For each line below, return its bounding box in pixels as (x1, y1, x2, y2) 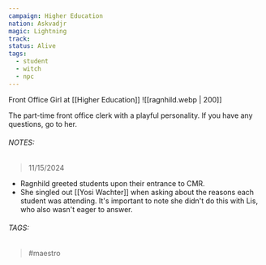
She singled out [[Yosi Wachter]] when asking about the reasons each (19, 187, 254, 197)
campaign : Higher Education (8, 11, 104, 20)
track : (8, 34, 31, 43)
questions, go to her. (8, 119, 77, 128)
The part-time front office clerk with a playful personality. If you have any (8, 111, 253, 120)
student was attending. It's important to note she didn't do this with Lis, (19, 196, 258, 206)
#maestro (28, 249, 61, 258)
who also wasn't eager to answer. (19, 204, 133, 214)
